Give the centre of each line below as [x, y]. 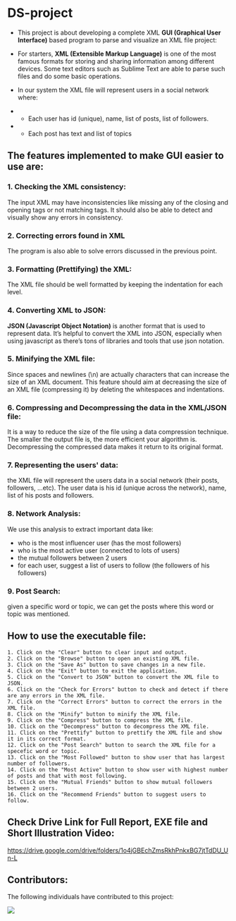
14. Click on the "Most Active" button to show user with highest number [118, 770]
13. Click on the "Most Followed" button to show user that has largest [116, 757]
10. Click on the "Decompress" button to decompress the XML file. [108, 726]
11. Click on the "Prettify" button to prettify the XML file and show [114, 733]
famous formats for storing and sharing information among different [116, 61]
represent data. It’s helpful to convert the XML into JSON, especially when [114, 333]
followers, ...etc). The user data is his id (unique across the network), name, [117, 488]
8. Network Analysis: [44, 514]
